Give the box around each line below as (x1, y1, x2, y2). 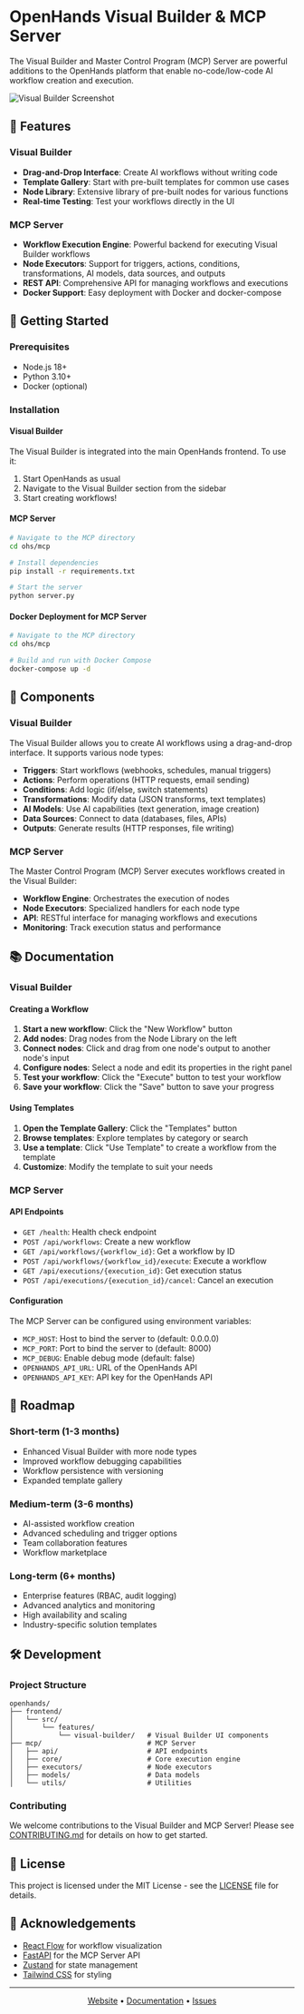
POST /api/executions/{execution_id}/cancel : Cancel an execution (22, 1274, 274, 1285)
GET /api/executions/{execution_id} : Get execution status (22, 1264, 242, 1276)
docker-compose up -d (9, 664, 91, 673)
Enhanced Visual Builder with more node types (22, 1446, 197, 1457)
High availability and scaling (22, 1609, 128, 1621)
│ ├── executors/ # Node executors (9, 1763, 213, 1772)
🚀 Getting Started (9, 313, 109, 329)
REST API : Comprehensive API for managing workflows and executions (22, 277, 289, 288)
